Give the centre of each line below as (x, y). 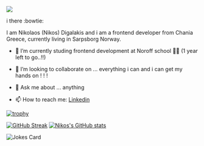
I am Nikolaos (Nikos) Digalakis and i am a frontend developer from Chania (100, 33)
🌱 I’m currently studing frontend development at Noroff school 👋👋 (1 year (106, 51)
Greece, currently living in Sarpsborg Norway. (64, 39)
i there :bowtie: (25, 21)
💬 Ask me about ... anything (50, 87)
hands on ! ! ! (31, 75)
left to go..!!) (30, 57)
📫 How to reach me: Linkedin (52, 99)
